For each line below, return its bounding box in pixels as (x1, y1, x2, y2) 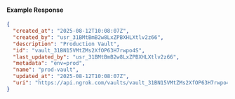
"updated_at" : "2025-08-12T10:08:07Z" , (13, 73, 130, 80)
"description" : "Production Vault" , (13, 40, 120, 47)
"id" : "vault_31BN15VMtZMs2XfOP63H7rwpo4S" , (13, 47, 145, 54)
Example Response (6, 6, 64, 14)
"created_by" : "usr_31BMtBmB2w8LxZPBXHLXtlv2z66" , (13, 33, 164, 41)
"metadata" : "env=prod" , (13, 60, 86, 67)
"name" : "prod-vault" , (13, 66, 79, 73)
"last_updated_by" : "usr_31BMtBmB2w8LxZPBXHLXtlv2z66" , (13, 53, 180, 61)
